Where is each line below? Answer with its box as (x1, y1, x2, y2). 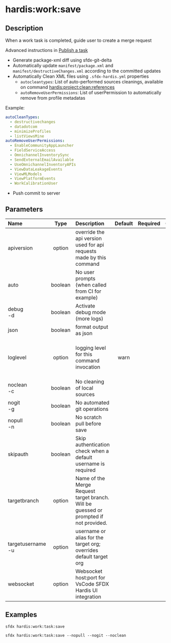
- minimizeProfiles (10, 129, 51, 134)
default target (75, 553, 108, 560)
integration (75, 593, 102, 600)
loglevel (8, 354, 27, 361)
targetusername (8, 540, 46, 547)
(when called (75, 281, 107, 288)
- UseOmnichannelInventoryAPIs (10, 162, 76, 167)
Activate (75, 302, 96, 309)
